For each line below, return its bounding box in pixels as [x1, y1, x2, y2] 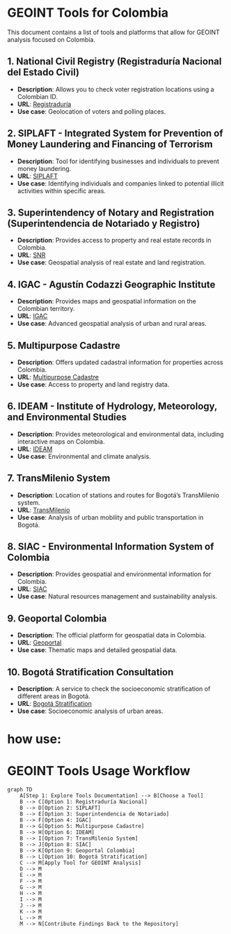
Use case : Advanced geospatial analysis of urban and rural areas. [17, 319, 207, 328]
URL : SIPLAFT [17, 172, 58, 180]
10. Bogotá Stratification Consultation [7, 666, 174, 678]
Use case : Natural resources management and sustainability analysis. [17, 592, 218, 601]
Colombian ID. [17, 92, 58, 100]
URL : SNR [17, 251, 46, 259]
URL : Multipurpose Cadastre [17, 373, 99, 381]
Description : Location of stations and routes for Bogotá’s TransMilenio [17, 490, 220, 499]
